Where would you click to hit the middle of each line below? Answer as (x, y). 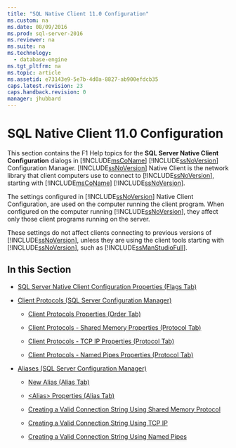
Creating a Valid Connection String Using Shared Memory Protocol (124, 409)
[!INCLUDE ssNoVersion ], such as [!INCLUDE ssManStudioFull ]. (97, 248)
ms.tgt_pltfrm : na (34, 66)
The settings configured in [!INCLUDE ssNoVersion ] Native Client (100, 196)
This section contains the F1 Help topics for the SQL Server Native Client (113, 153)
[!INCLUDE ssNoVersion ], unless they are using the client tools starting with (116, 240)
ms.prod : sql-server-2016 (45, 33)
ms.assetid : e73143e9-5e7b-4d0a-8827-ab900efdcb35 (83, 79)
